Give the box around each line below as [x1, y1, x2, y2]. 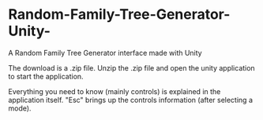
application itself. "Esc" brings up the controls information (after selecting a [8, 95, 253, 104]
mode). [8, 104, 32, 113]
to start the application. [8, 71, 85, 81]
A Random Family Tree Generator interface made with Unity [8, 48, 203, 57]
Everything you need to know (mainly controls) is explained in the [8, 86, 221, 96]
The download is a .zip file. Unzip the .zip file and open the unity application [8, 63, 255, 72]
